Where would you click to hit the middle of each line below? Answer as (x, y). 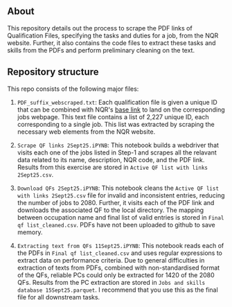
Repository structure (53, 72)
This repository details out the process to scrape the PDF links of (100, 28)
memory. (30, 232)
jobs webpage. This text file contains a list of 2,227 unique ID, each (113, 116)
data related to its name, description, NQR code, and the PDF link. (111, 159)
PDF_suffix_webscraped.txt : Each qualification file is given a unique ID (117, 102)
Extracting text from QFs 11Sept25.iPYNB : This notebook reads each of (121, 245)
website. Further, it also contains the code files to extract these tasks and (111, 43)
